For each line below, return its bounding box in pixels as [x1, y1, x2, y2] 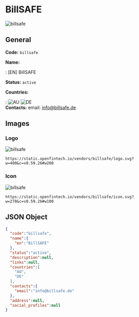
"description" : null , [10, 255, 54, 260]
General [5, 35, 32, 44]
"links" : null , [10, 259, 40, 265]
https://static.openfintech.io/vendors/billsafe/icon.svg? [5, 194, 134, 199]
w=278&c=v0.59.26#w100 [5, 199, 54, 204]
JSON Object [5, 213, 48, 221]
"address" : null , [10, 298, 45, 303]
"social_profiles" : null [10, 303, 61, 308]
